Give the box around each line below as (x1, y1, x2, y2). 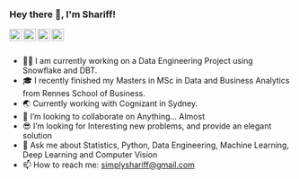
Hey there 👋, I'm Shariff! (9, 8, 117, 21)
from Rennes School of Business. (22, 88, 145, 99)
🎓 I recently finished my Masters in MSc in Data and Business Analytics (22, 76, 290, 86)
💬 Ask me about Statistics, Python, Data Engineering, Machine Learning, (22, 139, 290, 151)
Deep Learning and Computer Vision (22, 149, 158, 160)
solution (22, 130, 52, 141)
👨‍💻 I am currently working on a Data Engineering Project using (22, 56, 253, 67)
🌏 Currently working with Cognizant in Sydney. (22, 98, 198, 109)
